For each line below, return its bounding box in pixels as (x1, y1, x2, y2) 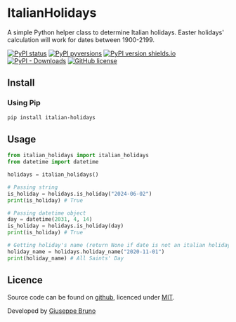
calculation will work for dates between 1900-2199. (7, 35, 155, 43)
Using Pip (7, 98, 41, 108)
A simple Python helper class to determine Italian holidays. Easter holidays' (7, 28, 225, 36)
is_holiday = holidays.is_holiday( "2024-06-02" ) (7, 190, 152, 197)
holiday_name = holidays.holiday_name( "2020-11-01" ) (7, 248, 165, 255)
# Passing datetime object (7, 209, 86, 217)
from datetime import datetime (7, 159, 99, 166)
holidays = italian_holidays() (7, 171, 99, 178)
